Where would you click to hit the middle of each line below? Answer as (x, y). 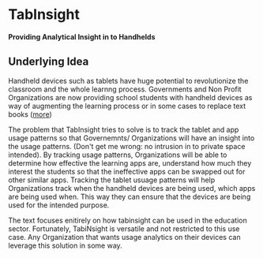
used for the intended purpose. (59, 205)
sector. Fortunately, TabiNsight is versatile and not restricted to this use (124, 228)
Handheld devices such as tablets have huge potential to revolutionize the (128, 80)
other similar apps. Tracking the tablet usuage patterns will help (112, 180)
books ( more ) (30, 114)
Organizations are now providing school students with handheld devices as (130, 97)
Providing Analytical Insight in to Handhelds (82, 36)
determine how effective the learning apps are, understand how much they (130, 163)
